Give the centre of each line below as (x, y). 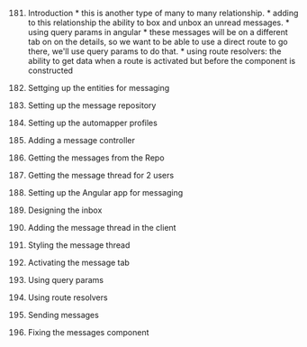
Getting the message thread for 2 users (101, 175)
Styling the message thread (79, 245)
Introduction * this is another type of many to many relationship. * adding (163, 13)
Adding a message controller (81, 140)
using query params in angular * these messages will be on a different (158, 32)
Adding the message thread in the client (102, 228)
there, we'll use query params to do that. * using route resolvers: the (154, 51)
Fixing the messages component (88, 332)
